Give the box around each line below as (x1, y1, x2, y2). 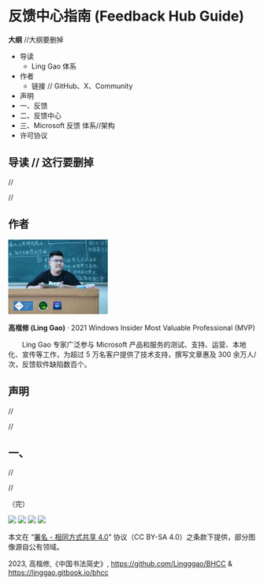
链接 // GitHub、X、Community (31, 81, 133, 91)
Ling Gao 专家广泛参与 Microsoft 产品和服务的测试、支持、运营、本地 (22, 339, 247, 349)
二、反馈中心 (19, 111, 61, 120)
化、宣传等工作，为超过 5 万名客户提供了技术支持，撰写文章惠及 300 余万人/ (8, 349, 257, 359)
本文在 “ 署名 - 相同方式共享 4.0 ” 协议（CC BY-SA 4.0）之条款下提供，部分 (8, 532, 249, 542)
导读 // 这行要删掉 (8, 156, 95, 170)
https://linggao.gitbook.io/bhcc (8, 568, 109, 577)
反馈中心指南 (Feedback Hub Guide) (8, 7, 244, 25)
